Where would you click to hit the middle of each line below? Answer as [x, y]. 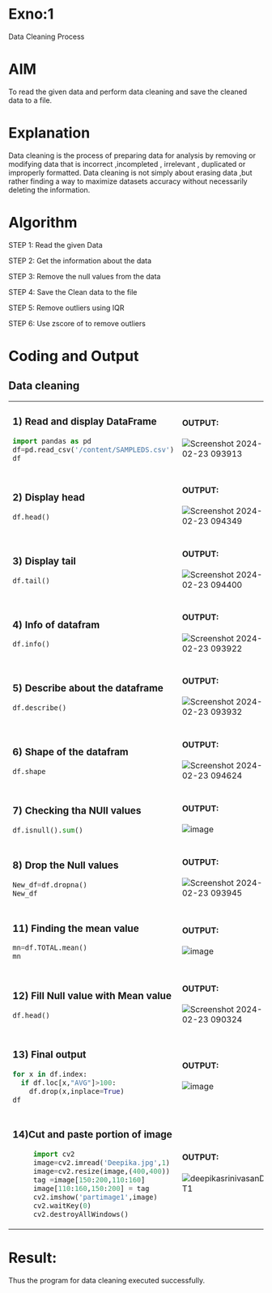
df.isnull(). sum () [48, 830]
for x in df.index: [50, 1074]
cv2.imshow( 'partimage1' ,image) [95, 1197]
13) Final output [49, 1055]
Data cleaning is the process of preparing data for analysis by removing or [132, 155]
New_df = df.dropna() [50, 885]
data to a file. [30, 100]
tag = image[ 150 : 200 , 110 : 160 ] [89, 1180]
